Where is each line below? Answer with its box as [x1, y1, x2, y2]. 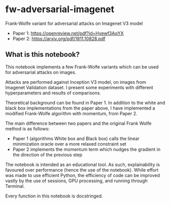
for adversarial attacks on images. [5, 69, 77, 75]
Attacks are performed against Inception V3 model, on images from [5, 79, 146, 85]
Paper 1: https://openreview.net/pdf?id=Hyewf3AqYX [12, 30, 124, 36]
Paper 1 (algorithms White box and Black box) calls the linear [12, 135, 140, 142]
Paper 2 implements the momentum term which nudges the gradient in [12, 146, 161, 152]
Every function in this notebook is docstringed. [5, 193, 103, 199]
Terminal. [5, 183, 25, 189]
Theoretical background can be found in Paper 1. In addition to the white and [5, 99, 165, 106]
